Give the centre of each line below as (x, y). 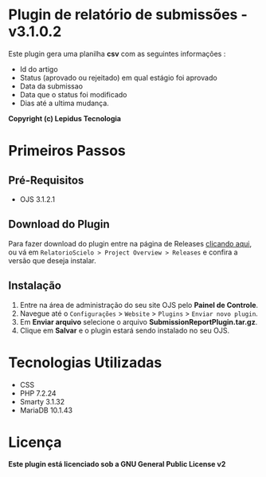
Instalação (35, 286)
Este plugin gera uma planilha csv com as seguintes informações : (117, 53)
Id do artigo (39, 69)
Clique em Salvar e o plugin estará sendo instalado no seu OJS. (124, 330)
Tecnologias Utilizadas (85, 363)
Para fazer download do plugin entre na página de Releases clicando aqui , (130, 243)
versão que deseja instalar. (53, 260)
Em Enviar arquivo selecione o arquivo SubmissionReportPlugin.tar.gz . (139, 321)
